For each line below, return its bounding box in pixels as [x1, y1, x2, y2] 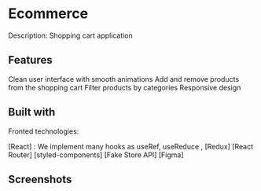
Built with [8, 105, 56, 119]
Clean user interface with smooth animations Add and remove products [8, 74, 240, 83]
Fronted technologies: [8, 127, 79, 136]
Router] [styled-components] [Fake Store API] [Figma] [8, 150, 184, 160]
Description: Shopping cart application [8, 31, 134, 40]
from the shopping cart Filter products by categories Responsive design [8, 83, 241, 92]
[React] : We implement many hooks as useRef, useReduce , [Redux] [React [8, 141, 254, 151]
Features [8, 53, 53, 67]
